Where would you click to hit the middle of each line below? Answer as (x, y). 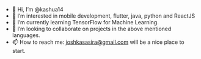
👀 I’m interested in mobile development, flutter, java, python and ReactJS (104, 16)
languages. (26, 35)
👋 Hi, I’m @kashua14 (38, 9)
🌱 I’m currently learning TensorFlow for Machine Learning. (85, 22)
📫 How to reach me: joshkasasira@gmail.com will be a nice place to (98, 42)
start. (19, 51)
